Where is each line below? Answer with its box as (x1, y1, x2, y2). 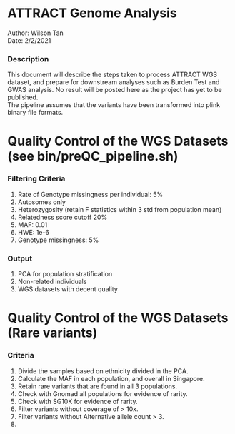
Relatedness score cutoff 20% (17, 213, 108, 221)
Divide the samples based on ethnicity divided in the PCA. (17, 366, 189, 375)
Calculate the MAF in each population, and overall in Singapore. (17, 374, 205, 383)
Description (7, 54, 49, 64)
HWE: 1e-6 (17, 228, 50, 236)
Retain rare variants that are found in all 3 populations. (17, 382, 177, 390)
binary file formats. (7, 108, 64, 117)
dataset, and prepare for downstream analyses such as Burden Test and (7, 78, 220, 86)
